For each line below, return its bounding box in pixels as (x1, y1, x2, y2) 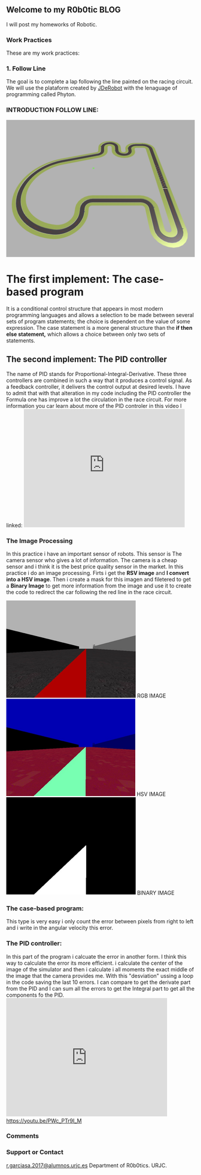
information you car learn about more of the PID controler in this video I (6, 402, 182, 409)
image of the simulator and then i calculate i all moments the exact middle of (6, 965, 194, 973)
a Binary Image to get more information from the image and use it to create (6, 582, 192, 589)
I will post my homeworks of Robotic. (6, 20, 98, 28)
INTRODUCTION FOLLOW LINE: (6, 106, 99, 114)
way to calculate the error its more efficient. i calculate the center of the (6, 959, 183, 967)
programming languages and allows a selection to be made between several (6, 311, 194, 318)
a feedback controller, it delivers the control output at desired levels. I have (6, 383, 190, 390)
